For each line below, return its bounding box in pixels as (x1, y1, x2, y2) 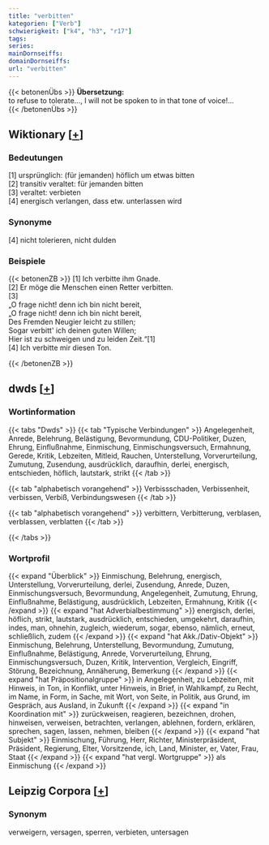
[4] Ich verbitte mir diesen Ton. (8, 343, 112, 353)
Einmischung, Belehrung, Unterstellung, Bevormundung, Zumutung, (8, 640, 234, 650)
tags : (8, 34, 27, 43)
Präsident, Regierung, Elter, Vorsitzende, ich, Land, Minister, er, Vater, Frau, (8, 744, 259, 753)
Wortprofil (8, 553, 50, 564)
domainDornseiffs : (8, 58, 70, 66)
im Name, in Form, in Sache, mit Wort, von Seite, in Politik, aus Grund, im (8, 692, 250, 702)
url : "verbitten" (8, 65, 67, 73)
